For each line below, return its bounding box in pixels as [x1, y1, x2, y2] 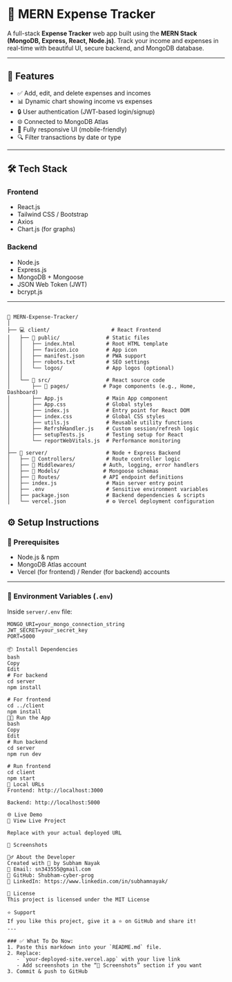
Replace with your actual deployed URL [7, 829, 122, 837]
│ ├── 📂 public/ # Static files [7, 334, 150, 341]
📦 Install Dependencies [7, 645, 78, 653]
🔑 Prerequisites [7, 537, 60, 547]
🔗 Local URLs [7, 780, 45, 788]
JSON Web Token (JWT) [17, 280, 88, 288]
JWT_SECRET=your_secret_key [7, 627, 88, 634]
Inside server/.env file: [7, 607, 72, 616]
